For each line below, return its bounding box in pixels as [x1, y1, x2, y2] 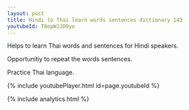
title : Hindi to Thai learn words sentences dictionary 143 [7, 16, 184, 23]
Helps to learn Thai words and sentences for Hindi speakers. [7, 42, 179, 50]
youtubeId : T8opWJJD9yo [7, 23, 76, 30]
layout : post [7, 10, 45, 17]
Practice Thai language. [7, 68, 74, 76]
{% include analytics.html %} [7, 95, 89, 103]
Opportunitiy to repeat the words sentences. [7, 55, 133, 63]
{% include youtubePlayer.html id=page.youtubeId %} [7, 82, 160, 90]
